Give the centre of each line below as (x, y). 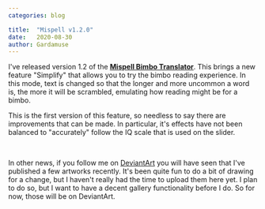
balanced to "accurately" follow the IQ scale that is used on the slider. (122, 132)
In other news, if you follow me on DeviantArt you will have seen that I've (127, 163)
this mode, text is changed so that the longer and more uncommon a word (129, 84)
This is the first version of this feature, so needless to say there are (117, 116)
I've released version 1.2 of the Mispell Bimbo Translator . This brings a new (132, 67)
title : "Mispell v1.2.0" (51, 30)
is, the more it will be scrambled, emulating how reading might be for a (123, 92)
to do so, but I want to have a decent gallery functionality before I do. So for (132, 188)
